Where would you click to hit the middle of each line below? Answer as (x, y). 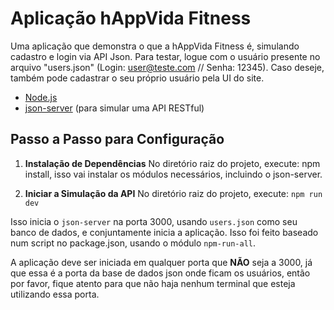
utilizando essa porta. (55, 294)
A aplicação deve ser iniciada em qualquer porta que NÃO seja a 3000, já (161, 262)
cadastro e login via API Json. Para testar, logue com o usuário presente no (165, 56)
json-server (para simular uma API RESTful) (114, 108)
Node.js (41, 97)
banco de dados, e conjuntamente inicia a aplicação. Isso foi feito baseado (164, 232)
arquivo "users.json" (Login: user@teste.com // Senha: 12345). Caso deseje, (167, 67)
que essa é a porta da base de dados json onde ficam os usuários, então (160, 273)
